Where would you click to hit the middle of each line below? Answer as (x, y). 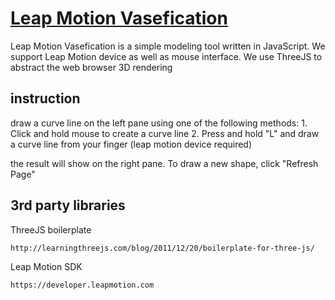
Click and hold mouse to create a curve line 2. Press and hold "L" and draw (165, 133)
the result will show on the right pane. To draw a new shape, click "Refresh (164, 163)
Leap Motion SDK (46, 266)
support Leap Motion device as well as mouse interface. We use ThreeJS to (166, 56)
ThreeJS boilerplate (51, 229)
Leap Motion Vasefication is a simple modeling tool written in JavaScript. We (168, 46)
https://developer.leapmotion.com (82, 285)
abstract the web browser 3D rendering (91, 67)
